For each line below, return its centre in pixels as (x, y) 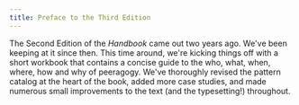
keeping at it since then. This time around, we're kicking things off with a (144, 52)
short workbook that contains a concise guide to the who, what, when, (140, 62)
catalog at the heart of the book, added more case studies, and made (138, 81)
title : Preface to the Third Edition (80, 17)
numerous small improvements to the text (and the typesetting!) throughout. (150, 91)
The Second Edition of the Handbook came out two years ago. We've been (149, 43)
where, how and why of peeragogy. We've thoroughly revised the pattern (145, 72)
